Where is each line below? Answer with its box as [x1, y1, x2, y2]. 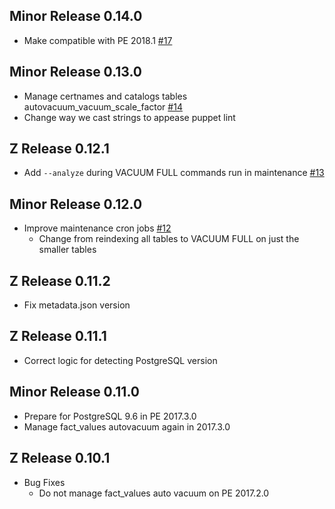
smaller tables [38, 244, 97, 256]
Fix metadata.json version [23, 299, 131, 311]
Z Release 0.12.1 [9, 140, 110, 158]
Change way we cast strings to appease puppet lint [23, 111, 236, 123]
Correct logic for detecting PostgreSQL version [23, 354, 218, 366]
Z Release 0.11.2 [9, 272, 111, 289]
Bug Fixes [23, 476, 66, 488]
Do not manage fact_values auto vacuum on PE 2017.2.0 [38, 487, 270, 499]
